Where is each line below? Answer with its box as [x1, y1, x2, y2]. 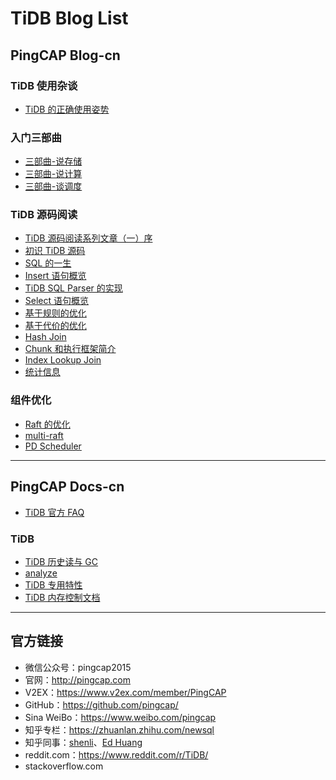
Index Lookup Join [24, 354, 102, 366]
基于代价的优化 [24, 320, 87, 332]
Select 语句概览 [24, 295, 90, 307]
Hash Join [24, 331, 67, 343]
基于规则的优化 [24, 307, 87, 319]
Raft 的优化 [24, 418, 71, 430]
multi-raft [24, 429, 64, 441]
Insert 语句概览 [24, 270, 87, 282]
